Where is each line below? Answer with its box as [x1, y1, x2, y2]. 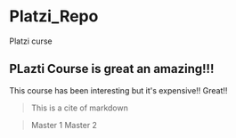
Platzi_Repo [9, 6, 99, 27]
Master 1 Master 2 [30, 119, 98, 130]
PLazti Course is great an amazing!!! [9, 61, 215, 77]
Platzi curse [9, 36, 53, 46]
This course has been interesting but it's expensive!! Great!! [9, 85, 228, 95]
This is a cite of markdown [30, 102, 129, 113]
